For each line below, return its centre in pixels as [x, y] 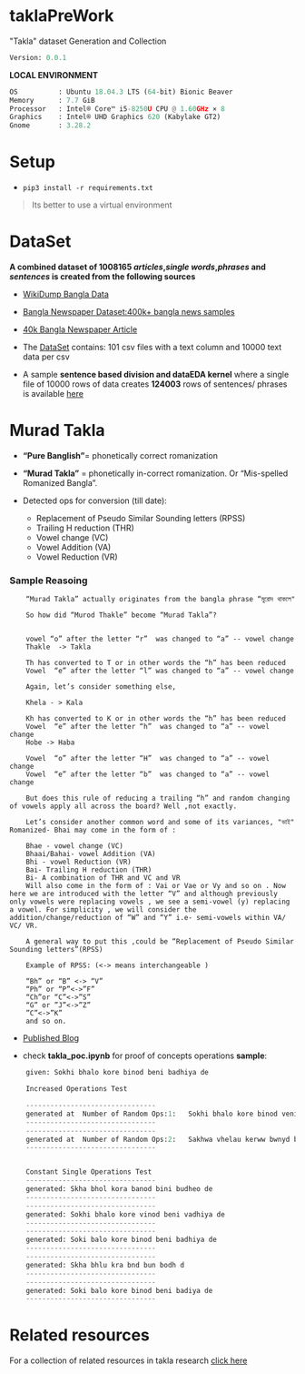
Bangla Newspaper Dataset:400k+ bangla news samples [128, 312]
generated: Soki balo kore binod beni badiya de [119, 1290]
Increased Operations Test [77, 1089]
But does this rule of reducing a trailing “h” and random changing [158, 798]
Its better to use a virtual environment [102, 205]
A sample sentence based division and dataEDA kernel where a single [156, 375]
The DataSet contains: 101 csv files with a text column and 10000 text [152, 348]
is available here [53, 394]
